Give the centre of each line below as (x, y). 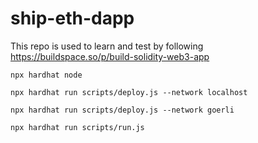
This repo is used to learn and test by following (107, 46)
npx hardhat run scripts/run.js (77, 127)
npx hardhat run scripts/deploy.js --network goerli (122, 110)
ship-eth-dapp (72, 18)
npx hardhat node (46, 75)
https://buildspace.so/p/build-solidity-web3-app (110, 56)
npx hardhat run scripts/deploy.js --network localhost (129, 92)
